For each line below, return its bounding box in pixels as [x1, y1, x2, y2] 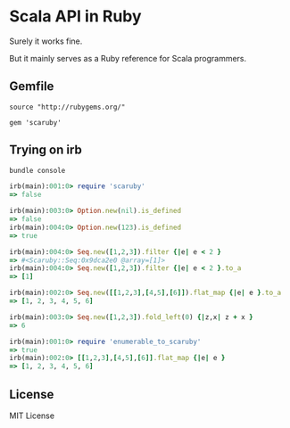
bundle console [9, 166, 66, 175]
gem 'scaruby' [9, 118, 62, 127]
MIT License [9, 410, 55, 421]
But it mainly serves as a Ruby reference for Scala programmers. [9, 53, 247, 63]
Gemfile [9, 78, 54, 95]
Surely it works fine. [9, 36, 83, 46]
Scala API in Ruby [9, 6, 142, 27]
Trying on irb [9, 143, 83, 158]
